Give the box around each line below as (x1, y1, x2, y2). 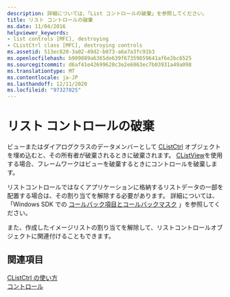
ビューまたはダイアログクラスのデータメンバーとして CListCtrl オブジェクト (7, 142, 221, 151)
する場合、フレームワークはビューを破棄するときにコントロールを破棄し (7, 159, 211, 168)
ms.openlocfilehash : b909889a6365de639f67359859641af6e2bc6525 (7, 55, 192, 62)
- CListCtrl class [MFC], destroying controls (7, 42, 143, 49)
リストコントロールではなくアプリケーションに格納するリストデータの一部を (7, 183, 224, 191)
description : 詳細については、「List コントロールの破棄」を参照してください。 (7, 10, 208, 17)
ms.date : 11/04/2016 (7, 23, 67, 30)
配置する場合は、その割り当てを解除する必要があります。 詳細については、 (7, 192, 218, 200)
